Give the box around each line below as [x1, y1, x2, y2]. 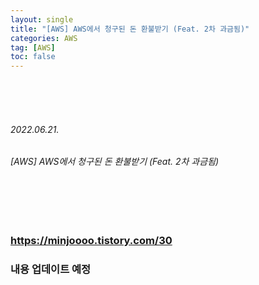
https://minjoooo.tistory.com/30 [10, 233, 173, 247]
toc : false [10, 52, 56, 62]
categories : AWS [10, 33, 78, 43]
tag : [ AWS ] [10, 42, 56, 53]
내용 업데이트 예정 [10, 262, 92, 276]
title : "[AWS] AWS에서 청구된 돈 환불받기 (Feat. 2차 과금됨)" [10, 24, 250, 34]
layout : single [10, 14, 74, 25]
